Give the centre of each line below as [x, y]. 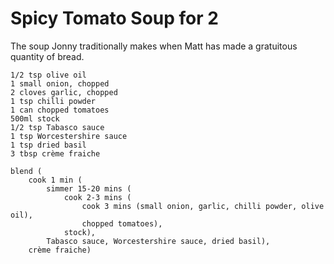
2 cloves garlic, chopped [64, 92]
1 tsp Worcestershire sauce [69, 136]
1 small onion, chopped [60, 83]
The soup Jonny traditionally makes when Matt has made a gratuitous [154, 46]
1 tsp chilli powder [53, 101]
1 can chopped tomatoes [60, 110]
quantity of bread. [47, 56]
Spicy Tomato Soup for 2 [114, 18]
